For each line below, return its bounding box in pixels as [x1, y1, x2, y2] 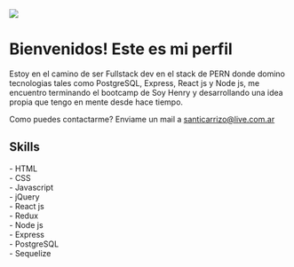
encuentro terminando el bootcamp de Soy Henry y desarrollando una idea [9, 87, 283, 98]
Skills [9, 139, 40, 154]
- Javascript [9, 182, 54, 192]
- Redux [9, 210, 38, 221]
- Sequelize [9, 247, 52, 258]
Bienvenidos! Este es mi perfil [9, 39, 233, 59]
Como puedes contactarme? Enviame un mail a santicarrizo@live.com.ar [9, 114, 275, 124]
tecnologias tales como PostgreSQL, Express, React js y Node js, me [9, 77, 260, 88]
